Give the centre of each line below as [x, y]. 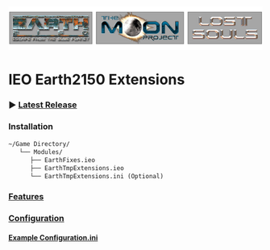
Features [26, 197]
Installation [31, 127]
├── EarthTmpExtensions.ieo [77, 169]
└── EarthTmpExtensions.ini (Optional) [96, 177]
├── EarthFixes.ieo [62, 160]
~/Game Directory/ [39, 144]
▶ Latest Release [43, 105]
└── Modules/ [41, 152]
